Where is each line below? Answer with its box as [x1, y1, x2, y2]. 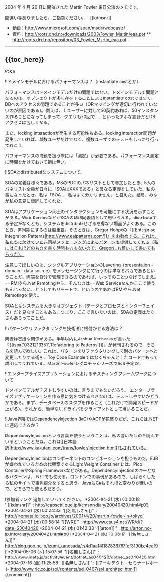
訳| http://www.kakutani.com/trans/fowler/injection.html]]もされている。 [5, 445, 149, 451]
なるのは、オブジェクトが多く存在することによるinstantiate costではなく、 [5, 95, 156, 101]
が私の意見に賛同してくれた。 [5, 198, 65, 204]
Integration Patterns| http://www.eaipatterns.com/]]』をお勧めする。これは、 [5, 233, 159, 239]
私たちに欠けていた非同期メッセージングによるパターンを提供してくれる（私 [5, 239, 159, 245]
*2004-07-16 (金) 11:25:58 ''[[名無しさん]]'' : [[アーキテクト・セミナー [5, 560, 145, 566]
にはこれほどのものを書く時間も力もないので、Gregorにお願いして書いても [5, 245, 155, 251]
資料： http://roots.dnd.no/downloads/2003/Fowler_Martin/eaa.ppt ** [12, 31, 151, 37]
